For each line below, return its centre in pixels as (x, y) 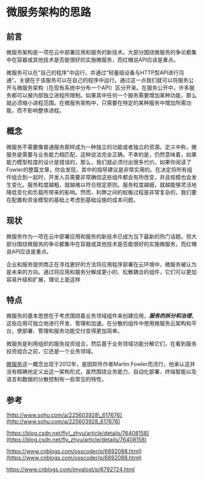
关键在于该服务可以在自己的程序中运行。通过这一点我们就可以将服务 (104, 80)
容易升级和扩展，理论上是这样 (43, 279)
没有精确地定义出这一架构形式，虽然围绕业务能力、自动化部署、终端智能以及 (101, 371)
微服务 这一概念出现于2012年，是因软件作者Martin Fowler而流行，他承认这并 (101, 364)
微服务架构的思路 (49, 12)
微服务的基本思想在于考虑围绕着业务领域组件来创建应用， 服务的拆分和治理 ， (101, 316)
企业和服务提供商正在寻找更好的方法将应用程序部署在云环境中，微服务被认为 (101, 264)
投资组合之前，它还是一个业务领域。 (51, 352)
